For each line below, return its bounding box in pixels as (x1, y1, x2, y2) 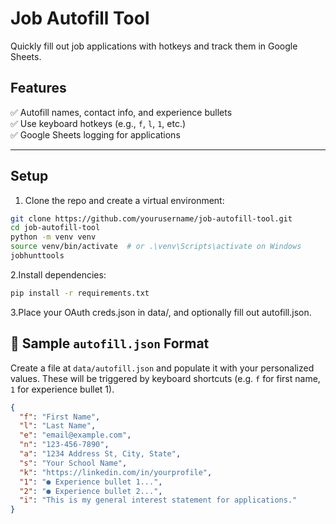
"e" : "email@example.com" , (19, 430, 132, 441)
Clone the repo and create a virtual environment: (24, 194, 225, 206)
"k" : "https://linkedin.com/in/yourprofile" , (19, 467, 213, 477)
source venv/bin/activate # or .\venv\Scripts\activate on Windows (10, 242, 302, 252)
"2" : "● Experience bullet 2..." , (19, 486, 163, 496)
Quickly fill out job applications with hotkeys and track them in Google (10, 40, 298, 52)
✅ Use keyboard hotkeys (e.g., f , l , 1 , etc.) (10, 117, 187, 129)
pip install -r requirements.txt (10, 288, 150, 298)
